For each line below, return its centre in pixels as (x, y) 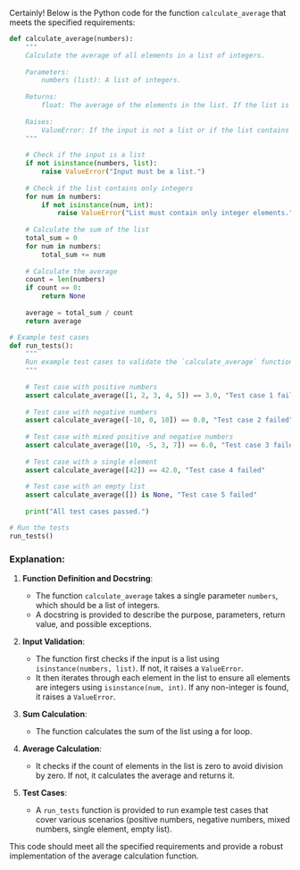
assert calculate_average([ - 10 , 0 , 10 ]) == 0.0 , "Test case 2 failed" (159, 420)
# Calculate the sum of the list (87, 230)
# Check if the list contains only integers (109, 188)
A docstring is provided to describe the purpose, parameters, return (160, 615)
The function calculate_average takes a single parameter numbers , (157, 595)
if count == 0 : (54, 288)
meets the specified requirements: (72, 22)
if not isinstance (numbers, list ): (92, 163)
